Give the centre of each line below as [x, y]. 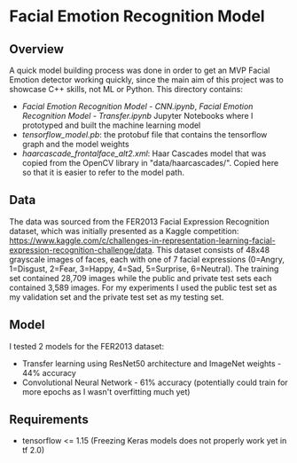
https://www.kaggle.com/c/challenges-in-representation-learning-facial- [143, 240]
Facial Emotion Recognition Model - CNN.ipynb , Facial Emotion [137, 106]
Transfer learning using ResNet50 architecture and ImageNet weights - [152, 363]
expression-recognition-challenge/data [81, 249]
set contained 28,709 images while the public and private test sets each [141, 278]
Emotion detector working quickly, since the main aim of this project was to [146, 80]
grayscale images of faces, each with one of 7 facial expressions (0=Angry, [147, 259]
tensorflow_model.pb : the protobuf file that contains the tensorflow [145, 134]
